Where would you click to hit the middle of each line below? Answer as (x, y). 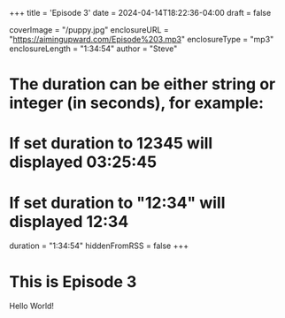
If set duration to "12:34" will (117, 203)
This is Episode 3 (73, 281)
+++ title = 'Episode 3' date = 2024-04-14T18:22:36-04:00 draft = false (140, 13)
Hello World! (32, 306)
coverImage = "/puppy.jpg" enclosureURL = (89, 30)
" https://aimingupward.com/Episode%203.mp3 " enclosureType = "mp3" (142, 39)
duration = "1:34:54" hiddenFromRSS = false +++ (99, 246)
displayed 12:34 (69, 221)
